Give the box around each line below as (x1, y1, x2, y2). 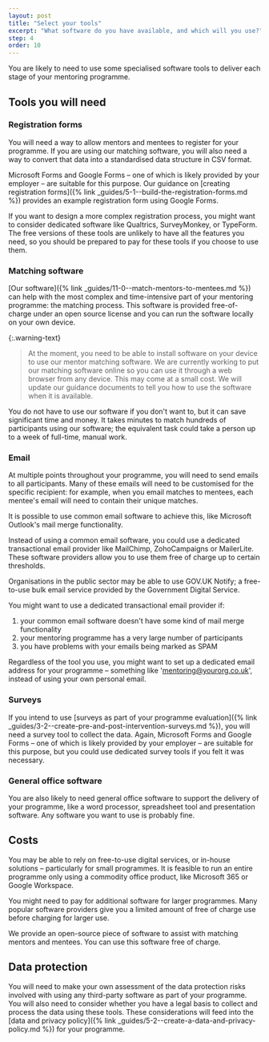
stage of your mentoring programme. (8, 72, 130, 82)
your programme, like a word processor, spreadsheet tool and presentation (8, 802, 255, 811)
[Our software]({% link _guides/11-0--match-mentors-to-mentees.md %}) (8, 284, 251, 293)
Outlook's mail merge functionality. (8, 520, 124, 530)
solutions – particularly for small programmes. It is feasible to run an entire (8, 863, 254, 873)
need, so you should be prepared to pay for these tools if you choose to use (8, 236, 259, 246)
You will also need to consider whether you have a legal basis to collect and (8, 999, 258, 1008)
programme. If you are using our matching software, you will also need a (8, 146, 247, 155)
